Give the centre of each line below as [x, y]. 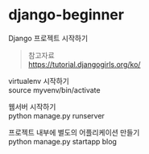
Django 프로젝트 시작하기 [48, 38]
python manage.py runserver [56, 115]
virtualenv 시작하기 [39, 81]
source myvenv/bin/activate [54, 89]
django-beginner [66, 15]
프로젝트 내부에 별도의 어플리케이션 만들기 [74, 132]
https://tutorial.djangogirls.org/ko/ [84, 64]
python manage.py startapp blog [62, 141]
